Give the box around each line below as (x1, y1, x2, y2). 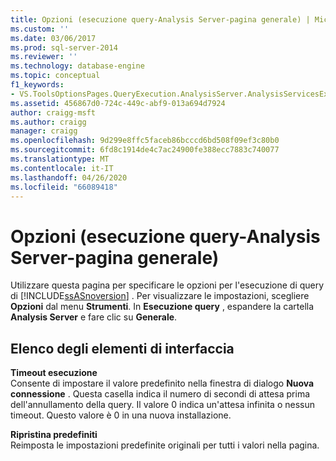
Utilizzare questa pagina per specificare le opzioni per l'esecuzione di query (10, 279, 325, 291)
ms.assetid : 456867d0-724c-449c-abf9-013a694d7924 (10, 98, 226, 108)
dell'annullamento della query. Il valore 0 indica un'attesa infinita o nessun (10, 399, 315, 411)
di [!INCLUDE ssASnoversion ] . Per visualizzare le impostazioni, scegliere (10, 290, 310, 302)
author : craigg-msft (10, 107, 97, 118)
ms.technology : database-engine (10, 61, 145, 71)
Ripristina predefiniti (10, 429, 98, 441)
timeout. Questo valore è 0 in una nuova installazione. (10, 409, 232, 421)
